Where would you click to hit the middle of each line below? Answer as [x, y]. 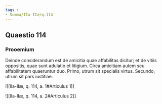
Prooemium [20, 49]
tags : [12, 10]
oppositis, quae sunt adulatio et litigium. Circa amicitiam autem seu [75, 66]
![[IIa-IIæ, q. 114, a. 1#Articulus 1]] [40, 86]
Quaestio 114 [26, 35]
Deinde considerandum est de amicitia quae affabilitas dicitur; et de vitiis [81, 61]
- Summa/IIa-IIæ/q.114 [29, 15]
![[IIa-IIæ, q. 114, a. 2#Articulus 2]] [41, 96]
